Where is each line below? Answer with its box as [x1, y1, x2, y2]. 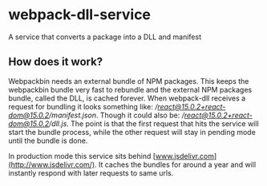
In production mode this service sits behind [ [8, 151, 156, 160]
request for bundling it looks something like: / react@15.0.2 [8, 101, 201, 111]
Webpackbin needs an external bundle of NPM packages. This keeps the [8, 76, 249, 85]
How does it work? [8, 55, 103, 69]
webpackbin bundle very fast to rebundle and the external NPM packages [8, 85, 253, 94]
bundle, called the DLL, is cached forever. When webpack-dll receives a [8, 93, 246, 103]
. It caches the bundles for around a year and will [95, 160, 257, 169]
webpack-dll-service [8, 6, 151, 24]
